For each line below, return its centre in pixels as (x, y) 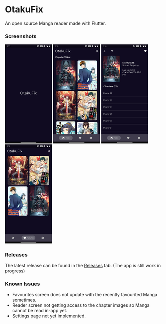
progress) (15, 271)
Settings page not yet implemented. (49, 316)
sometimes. (24, 300)
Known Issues (23, 284)
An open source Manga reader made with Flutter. (56, 23)
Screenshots (21, 36)
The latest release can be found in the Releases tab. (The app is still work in (83, 265)
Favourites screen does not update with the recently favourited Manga (85, 295)
